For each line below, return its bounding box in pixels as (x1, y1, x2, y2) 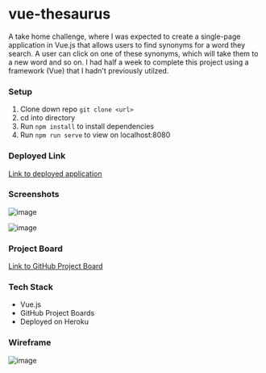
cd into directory (19, 113, 76, 123)
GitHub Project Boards (19, 308, 95, 318)
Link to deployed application (8, 169, 102, 178)
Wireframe (8, 337, 52, 348)
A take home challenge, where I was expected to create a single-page (8, 31, 241, 41)
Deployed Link (8, 150, 66, 161)
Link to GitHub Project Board (8, 262, 103, 271)
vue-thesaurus (8, 5, 111, 23)
